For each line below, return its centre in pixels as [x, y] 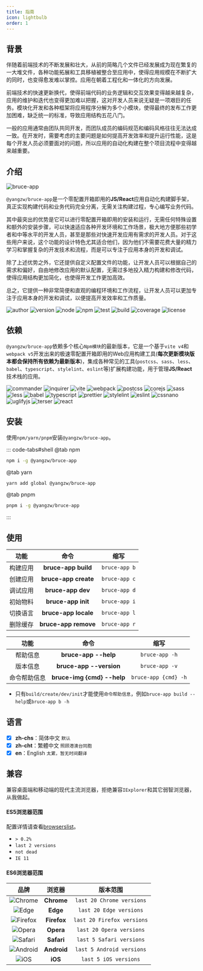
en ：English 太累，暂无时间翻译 [51, 753]
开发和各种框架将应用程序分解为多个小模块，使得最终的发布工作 [112, 108]
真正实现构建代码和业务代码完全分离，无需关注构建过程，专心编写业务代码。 [101, 207]
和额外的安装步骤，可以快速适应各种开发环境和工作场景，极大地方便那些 [96, 227]
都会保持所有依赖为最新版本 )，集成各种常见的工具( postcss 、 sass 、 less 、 [102, 361]
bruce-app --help [89, 655]
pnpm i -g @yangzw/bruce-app [43, 506]
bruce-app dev [68, 591]
